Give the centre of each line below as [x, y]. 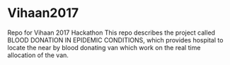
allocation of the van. [38, 55]
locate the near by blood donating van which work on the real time [104, 47]
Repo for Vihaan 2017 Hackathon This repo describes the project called [111, 32]
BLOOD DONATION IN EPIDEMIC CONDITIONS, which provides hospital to [115, 40]
